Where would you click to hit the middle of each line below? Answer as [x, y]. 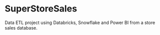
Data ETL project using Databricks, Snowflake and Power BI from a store [80, 22]
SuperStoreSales [41, 9]
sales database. [21, 27]
